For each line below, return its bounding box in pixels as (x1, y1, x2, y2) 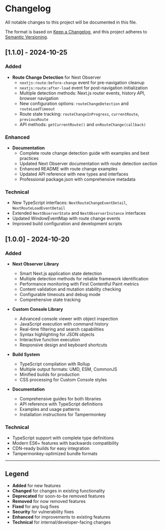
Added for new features (12, 483, 61, 489)
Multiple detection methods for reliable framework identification (19, 275, 149, 281)
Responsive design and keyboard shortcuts (19, 342, 108, 348)
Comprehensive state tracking (19, 297, 81, 302)
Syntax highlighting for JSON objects (19, 331, 95, 337)
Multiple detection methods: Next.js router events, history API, (19, 90, 146, 96)
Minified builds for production (19, 371, 80, 377)
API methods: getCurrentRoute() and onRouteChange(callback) (19, 121, 146, 127)
